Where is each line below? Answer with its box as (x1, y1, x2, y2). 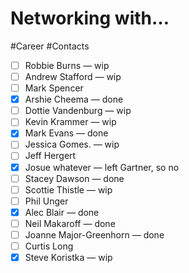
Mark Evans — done (24, 127, 109, 139)
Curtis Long (24, 240, 74, 252)
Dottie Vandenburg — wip (24, 105, 132, 117)
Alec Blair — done (24, 206, 100, 218)
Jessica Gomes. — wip (24, 138, 120, 151)
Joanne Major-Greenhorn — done (24, 228, 165, 241)
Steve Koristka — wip (24, 252, 113, 263)
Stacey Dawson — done (24, 172, 125, 184)
